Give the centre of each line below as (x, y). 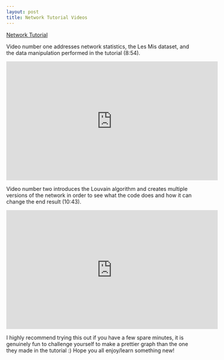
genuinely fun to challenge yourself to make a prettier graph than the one (97, 344)
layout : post (23, 12)
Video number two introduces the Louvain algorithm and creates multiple (97, 188)
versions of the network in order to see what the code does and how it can (99, 195)
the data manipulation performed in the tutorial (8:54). (73, 53)
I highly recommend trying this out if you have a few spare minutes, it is (95, 337)
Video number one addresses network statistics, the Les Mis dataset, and (98, 47)
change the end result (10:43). (44, 201)
